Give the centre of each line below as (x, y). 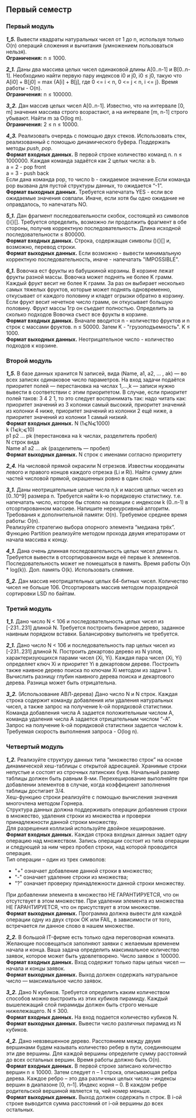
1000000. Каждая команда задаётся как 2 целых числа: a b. (81, 160)
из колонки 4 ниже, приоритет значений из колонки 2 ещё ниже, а (89, 411)
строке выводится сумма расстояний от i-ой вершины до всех (85, 1103)
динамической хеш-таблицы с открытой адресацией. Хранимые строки (97, 766)
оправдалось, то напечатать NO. (47, 204)
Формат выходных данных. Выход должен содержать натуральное (92, 974)
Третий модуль (29, 609)
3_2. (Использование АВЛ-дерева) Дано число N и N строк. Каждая (92, 694)
